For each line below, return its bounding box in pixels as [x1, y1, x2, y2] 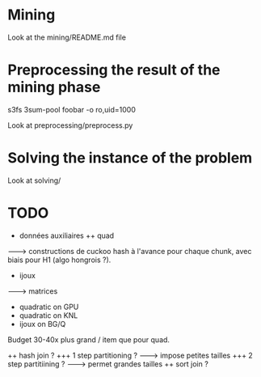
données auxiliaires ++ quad [19, 231, 115, 240]
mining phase [7, 78, 101, 96]
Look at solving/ [7, 176, 61, 185]
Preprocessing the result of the [7, 61, 221, 79]
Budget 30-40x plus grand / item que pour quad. [7, 334, 170, 345]
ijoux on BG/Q [19, 319, 66, 328]
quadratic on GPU [19, 302, 79, 311]
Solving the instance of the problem [7, 149, 253, 167]
